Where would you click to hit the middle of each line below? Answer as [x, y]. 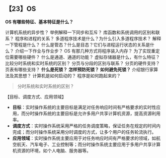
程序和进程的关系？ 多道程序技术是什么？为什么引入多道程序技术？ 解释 [88, 38]
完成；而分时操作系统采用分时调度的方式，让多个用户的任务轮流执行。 [84, 132]
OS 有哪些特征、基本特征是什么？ [39, 22]
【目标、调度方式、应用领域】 [36, 97]
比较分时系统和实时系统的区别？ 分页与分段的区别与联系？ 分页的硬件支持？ [83, 63]
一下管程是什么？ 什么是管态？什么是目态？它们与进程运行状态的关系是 [78, 45]
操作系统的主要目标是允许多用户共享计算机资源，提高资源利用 [97, 113]
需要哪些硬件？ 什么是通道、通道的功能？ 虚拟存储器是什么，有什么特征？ [84, 57]
